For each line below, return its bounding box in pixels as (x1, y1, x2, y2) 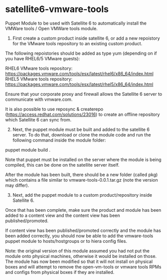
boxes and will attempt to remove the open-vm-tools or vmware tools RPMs (5, 263, 161, 269)
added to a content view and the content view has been (5, 212, 120, 218)
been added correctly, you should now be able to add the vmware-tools (5, 232, 153, 239)
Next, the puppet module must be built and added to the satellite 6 (12, 126, 150, 132)
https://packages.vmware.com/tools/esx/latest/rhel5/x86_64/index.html (5, 81, 154, 87)
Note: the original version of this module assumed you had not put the (5, 247, 149, 254)
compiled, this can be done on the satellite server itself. (5, 162, 119, 168)
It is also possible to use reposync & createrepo (5, 106, 104, 112)
